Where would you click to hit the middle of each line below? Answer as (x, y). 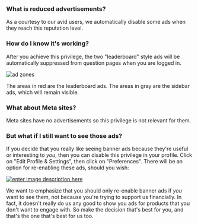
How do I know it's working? (47, 43)
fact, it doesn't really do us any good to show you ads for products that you (98, 203)
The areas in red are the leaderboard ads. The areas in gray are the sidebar (98, 86)
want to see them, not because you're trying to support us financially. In (94, 197)
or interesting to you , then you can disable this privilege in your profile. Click (99, 155)
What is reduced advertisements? (56, 9)
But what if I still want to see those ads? (64, 135)
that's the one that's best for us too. (50, 216)
